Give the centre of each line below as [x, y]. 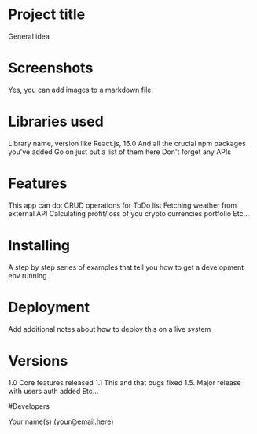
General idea [29, 36]
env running [28, 275]
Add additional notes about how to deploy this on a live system [110, 329]
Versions [38, 360]
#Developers [29, 406]
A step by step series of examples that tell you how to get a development [126, 267]
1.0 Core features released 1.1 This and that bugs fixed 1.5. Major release [125, 382]
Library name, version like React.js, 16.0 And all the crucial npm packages [127, 143]
